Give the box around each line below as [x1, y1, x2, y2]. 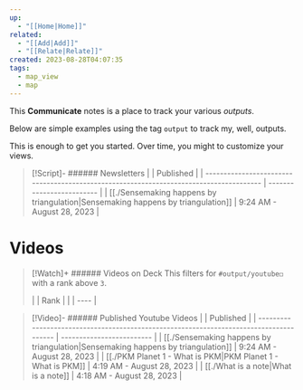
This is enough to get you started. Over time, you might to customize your [9, 140, 284, 151]
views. [9, 150, 34, 161]
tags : [9, 64, 30, 73]
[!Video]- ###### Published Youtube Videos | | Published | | [31, 312, 257, 323]
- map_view [17, 72, 59, 81]
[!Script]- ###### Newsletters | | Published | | [31, 167, 204, 178]
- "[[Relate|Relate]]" [17, 47, 103, 56]
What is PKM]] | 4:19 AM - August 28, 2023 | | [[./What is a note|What [31, 360, 292, 371]
